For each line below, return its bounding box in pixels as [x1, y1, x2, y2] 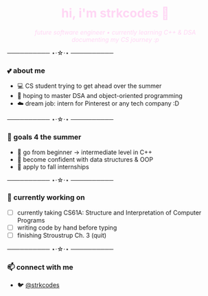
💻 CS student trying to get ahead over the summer [16, 82, 162, 90]
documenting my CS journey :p [71, 35, 159, 43]
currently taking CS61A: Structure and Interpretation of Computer [16, 208, 202, 217]
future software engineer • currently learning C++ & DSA [34, 28, 196, 36]
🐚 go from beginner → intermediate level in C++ [16, 148, 152, 156]
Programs [16, 216, 45, 224]
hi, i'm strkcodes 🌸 [61, 5, 170, 21]
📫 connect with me [7, 262, 73, 272]
